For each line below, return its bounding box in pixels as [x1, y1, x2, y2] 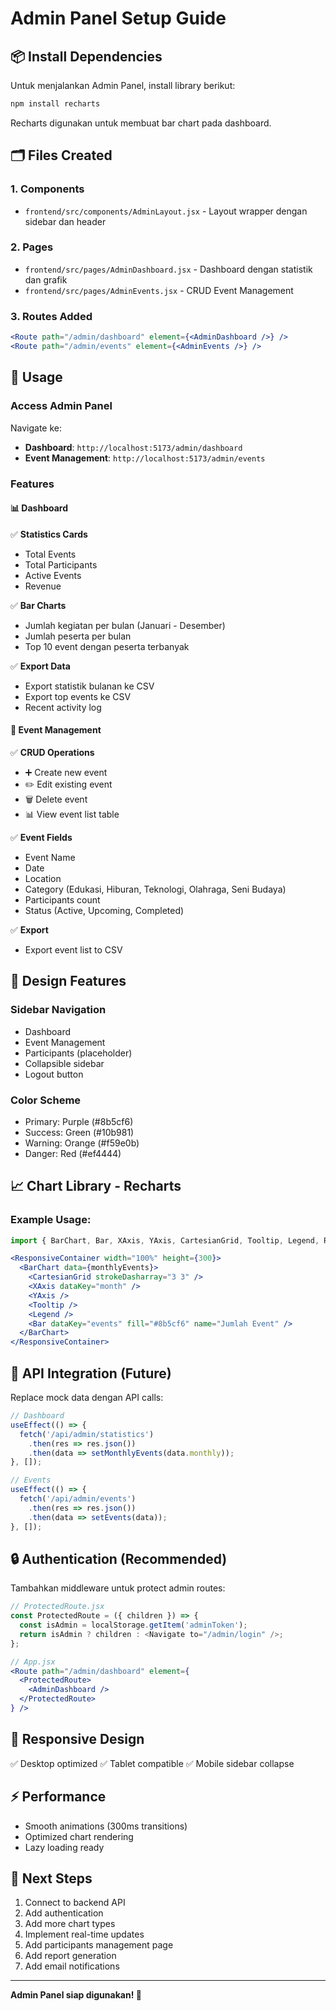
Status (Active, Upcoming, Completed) [24, 904, 185, 916]
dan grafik [24, 273, 68, 286]
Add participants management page [24, 1939, 174, 1951]
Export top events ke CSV [24, 690, 132, 702]
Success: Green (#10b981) [24, 1126, 135, 1138]
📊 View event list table [24, 808, 120, 820]
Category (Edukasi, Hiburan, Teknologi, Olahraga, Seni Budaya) [24, 883, 287, 895]
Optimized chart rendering [24, 1830, 134, 1842]
